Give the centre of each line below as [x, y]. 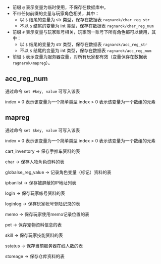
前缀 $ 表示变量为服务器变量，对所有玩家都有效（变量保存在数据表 [80, 57]
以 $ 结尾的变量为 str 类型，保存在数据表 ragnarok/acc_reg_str [83, 44]
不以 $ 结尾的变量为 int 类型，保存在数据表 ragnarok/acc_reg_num [85, 50]
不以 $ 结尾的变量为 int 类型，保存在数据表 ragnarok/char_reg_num [87, 26]
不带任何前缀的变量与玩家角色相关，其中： [56, 13]
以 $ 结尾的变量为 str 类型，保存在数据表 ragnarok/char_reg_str [85, 20]
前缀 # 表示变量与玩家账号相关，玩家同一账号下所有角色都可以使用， [82, 32]
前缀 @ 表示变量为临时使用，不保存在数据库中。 [60, 7]
